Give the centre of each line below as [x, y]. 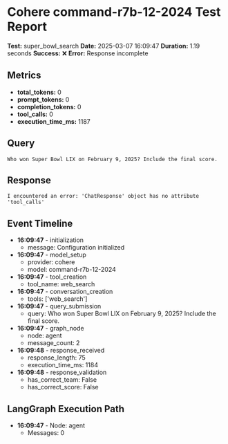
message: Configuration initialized [76, 248]
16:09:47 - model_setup [51, 255]
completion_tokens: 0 [49, 107]
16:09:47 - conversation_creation [65, 292]
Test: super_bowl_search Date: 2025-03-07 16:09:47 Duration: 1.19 [104, 46]
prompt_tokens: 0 [43, 99]
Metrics [24, 76]
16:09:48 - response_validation [62, 372]
